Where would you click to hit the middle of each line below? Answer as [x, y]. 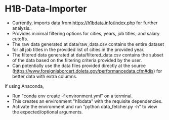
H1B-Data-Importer [46, 9]
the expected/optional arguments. [47, 112]
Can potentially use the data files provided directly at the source [79, 66]
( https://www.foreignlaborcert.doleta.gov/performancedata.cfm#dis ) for [87, 71]
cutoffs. [20, 39]
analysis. [21, 28]
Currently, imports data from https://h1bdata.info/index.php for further [85, 23]
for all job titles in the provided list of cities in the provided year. [78, 49]
